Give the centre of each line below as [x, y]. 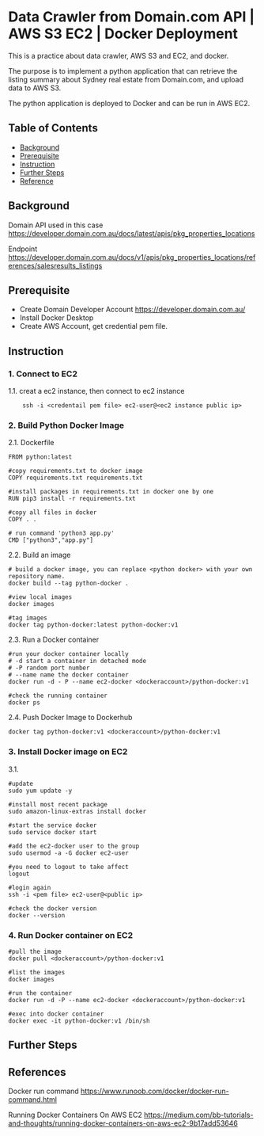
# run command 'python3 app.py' [61, 534]
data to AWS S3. [35, 88]
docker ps [25, 703]
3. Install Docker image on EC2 [68, 752]
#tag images [28, 618]
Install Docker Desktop [57, 318]
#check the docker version [53, 908]
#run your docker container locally [68, 654]
